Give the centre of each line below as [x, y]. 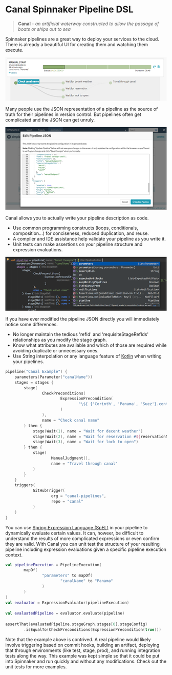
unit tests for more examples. [36, 667]
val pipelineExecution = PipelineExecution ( [53, 565]
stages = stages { [34, 382]
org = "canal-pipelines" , [79, 496]
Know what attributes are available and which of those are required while [90, 345]
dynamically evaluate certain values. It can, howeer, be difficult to [74, 533]
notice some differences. [31, 325]
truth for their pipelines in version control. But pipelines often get [73, 114]
